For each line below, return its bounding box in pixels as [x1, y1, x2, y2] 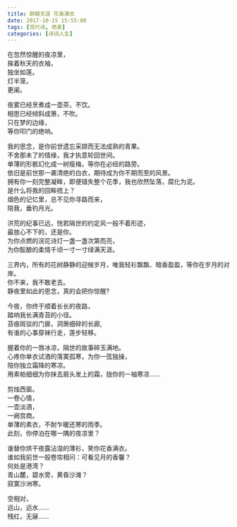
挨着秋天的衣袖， [7, 59, 57, 68]
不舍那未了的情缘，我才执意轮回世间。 [7, 151, 119, 160]
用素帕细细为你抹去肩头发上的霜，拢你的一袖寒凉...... [7, 370, 161, 379]
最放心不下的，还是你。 [7, 227, 75, 237]
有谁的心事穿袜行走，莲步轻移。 [7, 328, 100, 337]
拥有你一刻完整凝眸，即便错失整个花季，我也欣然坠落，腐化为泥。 [7, 177, 199, 186]
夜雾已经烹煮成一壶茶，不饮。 [7, 100, 94, 109]
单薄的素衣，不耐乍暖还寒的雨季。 [7, 420, 107, 429]
